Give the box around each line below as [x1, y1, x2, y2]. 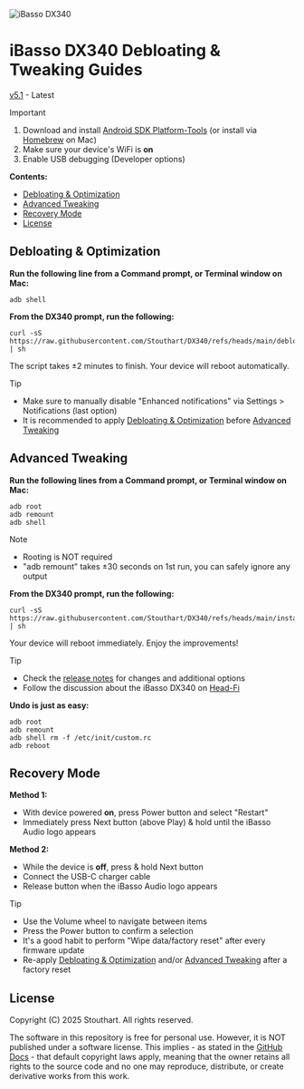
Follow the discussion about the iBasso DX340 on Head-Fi [22, 682, 240, 693]
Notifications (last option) [22, 404, 118, 416]
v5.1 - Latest [9, 89, 54, 100]
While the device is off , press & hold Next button [22, 861, 204, 872]
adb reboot [9, 741, 51, 750]
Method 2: [9, 844, 50, 855]
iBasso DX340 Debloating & [9, 41, 222, 61]
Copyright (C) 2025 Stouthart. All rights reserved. [9, 1015, 194, 1026]
